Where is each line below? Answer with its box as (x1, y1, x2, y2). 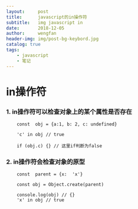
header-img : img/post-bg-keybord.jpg (6, 36, 99, 42)
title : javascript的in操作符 (6, 14, 87, 20)
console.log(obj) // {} (17, 192, 75, 198)
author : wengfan (6, 31, 57, 37)
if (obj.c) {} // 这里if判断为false (17, 142, 102, 149)
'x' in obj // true (17, 197, 65, 203)
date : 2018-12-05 (6, 25, 65, 31)
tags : (6, 47, 19, 53)
